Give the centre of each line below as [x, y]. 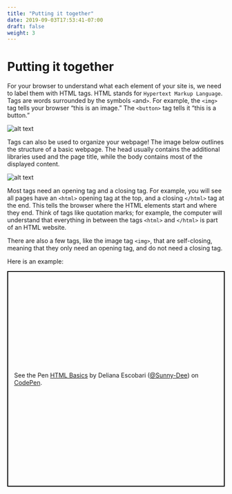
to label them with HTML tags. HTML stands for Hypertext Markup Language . [115, 93]
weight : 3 [21, 33]
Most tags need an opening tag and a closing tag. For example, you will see [115, 191]
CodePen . [28, 383]
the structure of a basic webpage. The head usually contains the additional [114, 150]
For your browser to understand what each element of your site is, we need [114, 86]
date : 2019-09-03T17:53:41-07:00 [55, 20]
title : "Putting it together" [51, 13]
